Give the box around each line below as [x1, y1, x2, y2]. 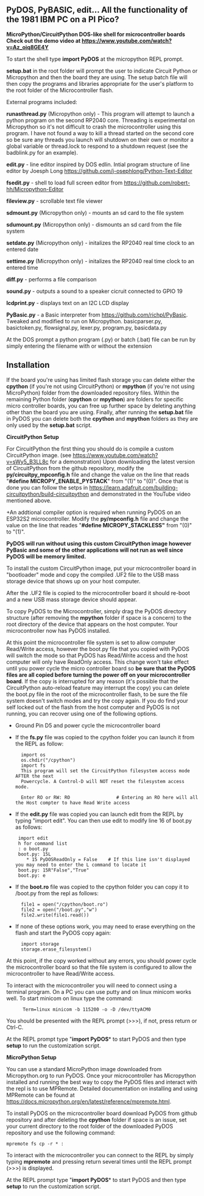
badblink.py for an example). [6, 149, 78, 156]
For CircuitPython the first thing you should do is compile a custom [6, 445, 174, 452]
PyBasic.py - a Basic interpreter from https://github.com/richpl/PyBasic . [6, 311, 188, 318]
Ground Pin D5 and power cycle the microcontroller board [15, 722, 160, 729]
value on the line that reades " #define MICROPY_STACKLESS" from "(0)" [6, 521, 192, 529]
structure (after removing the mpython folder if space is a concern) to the [6, 614, 192, 621]
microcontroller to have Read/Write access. [6, 969, 115, 977]
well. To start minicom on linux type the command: [6, 994, 133, 1002]
